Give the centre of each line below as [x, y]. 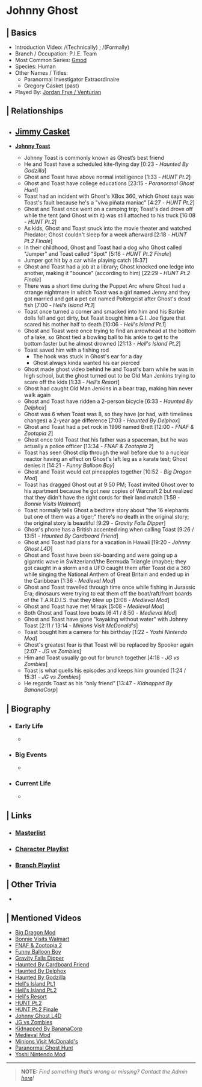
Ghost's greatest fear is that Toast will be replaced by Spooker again [109, 645]
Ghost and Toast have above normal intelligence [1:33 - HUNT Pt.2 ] [107, 177]
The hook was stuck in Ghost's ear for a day [87, 357]
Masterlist [30, 832]
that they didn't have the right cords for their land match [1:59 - [102, 498]
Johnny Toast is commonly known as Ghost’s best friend [94, 158]
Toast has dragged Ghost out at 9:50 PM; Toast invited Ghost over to [109, 485]
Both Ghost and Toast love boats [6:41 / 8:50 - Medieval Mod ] [100, 613]
